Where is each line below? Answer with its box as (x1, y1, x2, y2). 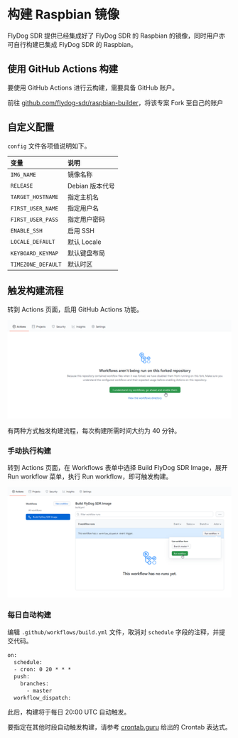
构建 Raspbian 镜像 (7, 6, 120, 23)
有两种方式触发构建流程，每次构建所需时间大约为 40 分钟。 (7, 427, 181, 435)
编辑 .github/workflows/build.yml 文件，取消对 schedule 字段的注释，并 (7, 627, 220, 636)
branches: (20, 680, 50, 687)
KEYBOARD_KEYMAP (10, 250, 59, 257)
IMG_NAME (10, 171, 37, 178)
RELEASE (10, 183, 33, 190)
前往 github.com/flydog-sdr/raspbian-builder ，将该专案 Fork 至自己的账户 (7, 98, 224, 107)
